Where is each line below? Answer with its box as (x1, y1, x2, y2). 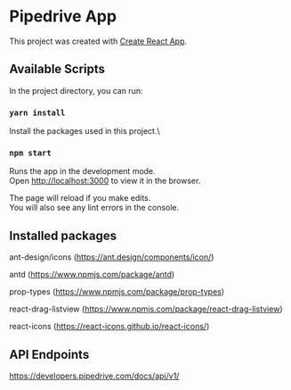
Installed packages (9, 228, 117, 243)
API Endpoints (9, 346, 90, 362)
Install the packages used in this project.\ (9, 126, 160, 137)
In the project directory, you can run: (9, 85, 143, 95)
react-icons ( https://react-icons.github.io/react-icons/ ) (9, 321, 210, 332)
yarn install (9, 107, 66, 118)
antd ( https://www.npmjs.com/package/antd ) (9, 270, 175, 280)
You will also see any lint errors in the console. (9, 203, 180, 213)
